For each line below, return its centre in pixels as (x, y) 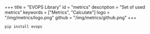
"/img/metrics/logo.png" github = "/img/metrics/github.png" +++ (71, 17)
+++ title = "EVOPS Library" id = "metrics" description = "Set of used (75, 7)
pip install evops (23, 27)
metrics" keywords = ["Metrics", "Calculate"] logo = (57, 12)
